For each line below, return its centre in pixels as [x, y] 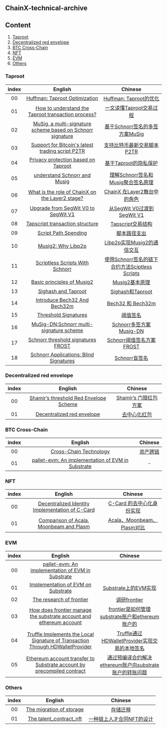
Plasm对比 [133, 527]
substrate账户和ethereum [129, 616]
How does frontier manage [60, 610]
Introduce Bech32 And [62, 300]
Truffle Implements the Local [61, 634]
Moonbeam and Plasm [64, 527]
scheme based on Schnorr [62, 130]
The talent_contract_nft [55, 719]
